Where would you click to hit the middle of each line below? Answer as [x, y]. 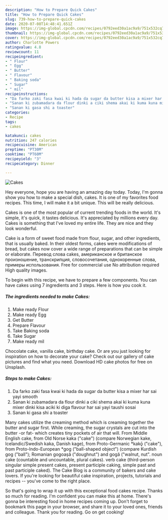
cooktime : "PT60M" [24, 154]
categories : [17, 113]
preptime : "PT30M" [24, 150]
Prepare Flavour [29, 325]
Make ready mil [28, 341]
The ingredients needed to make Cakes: [47, 297]
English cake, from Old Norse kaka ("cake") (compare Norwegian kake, [78, 438]
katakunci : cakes [23, 136]
